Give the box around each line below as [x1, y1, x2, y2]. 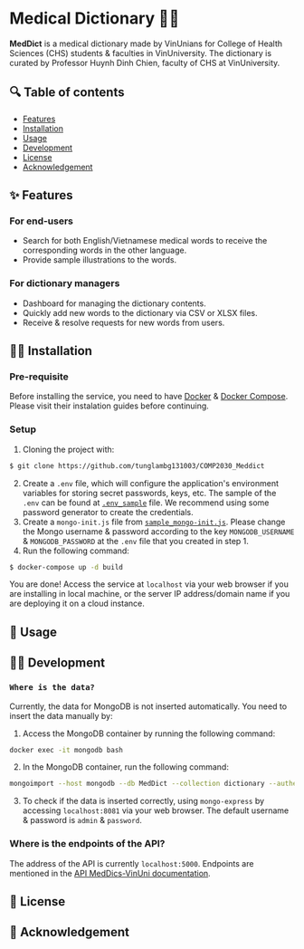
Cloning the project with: [22, 444, 115, 455]
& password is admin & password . [22, 815, 142, 826]
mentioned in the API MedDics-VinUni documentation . [9, 868, 211, 878]
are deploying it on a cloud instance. [9, 598, 145, 609]
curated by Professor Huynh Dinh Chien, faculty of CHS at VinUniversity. [9, 57, 280, 68]
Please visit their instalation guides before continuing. [9, 400, 210, 411]
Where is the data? [9, 683, 95, 693]
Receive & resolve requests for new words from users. [22, 317, 225, 328]
